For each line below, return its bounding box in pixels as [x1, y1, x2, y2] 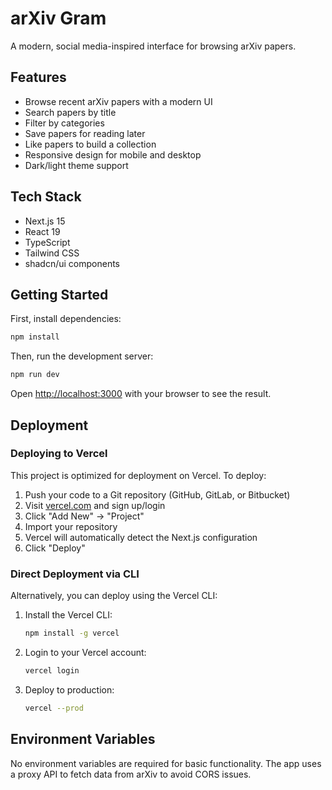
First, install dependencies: [10, 313, 122, 325]
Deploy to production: [24, 683, 115, 696]
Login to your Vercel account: [24, 646, 147, 658]
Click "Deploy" [24, 542, 86, 554]
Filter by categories [24, 117, 105, 129]
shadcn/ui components [24, 257, 120, 269]
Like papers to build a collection [24, 138, 157, 150]
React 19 [24, 225, 61, 237]
